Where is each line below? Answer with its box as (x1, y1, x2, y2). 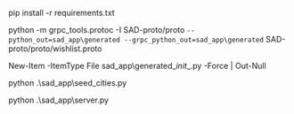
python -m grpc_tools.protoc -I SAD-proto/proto (8, 25, 185, 34)
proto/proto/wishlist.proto (8, 43, 102, 54)
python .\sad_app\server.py (8, 95, 109, 105)
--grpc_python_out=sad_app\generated (123, 35, 265, 44)
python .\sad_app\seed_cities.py (8, 78, 127, 87)
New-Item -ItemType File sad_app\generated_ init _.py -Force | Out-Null (8, 61, 266, 71)
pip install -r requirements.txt (8, 8, 115, 18)
